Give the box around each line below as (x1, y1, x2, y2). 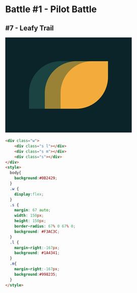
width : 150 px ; (14, 213, 44, 218)
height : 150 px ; (14, 218, 47, 224)
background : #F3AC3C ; (14, 229, 60, 234)
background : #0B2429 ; (14, 176, 58, 181)
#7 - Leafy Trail (5, 24, 54, 32)
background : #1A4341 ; (14, 250, 60, 255)
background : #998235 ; (14, 272, 58, 277)
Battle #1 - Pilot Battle (5, 4, 97, 15)
